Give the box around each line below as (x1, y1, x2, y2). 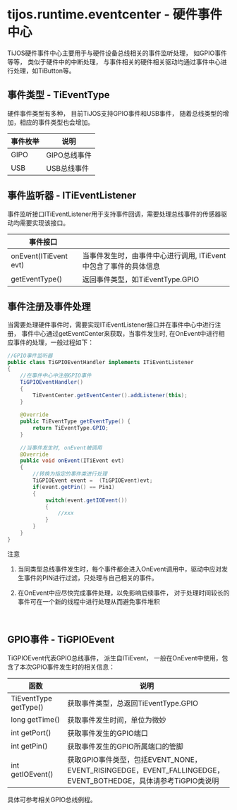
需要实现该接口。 (19, 218, 69, 226)
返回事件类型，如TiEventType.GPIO (82, 274, 200, 284)
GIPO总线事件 (46, 150, 92, 159)
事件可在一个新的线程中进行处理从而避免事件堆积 (17, 597, 160, 605)
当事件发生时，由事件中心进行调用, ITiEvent (82, 250, 226, 260)
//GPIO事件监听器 (7, 352, 53, 360)
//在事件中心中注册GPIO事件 (20, 372, 92, 379)
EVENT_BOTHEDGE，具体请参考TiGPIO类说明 (67, 775, 219, 785)
